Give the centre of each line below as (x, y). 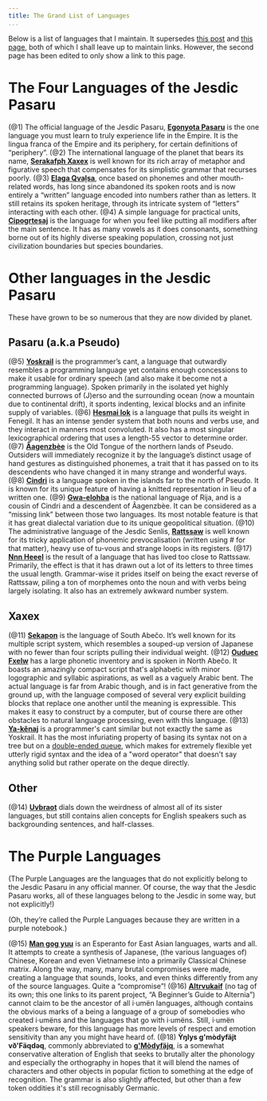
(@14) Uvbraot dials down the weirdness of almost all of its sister (116, 807)
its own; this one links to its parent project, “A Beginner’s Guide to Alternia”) (132, 994)
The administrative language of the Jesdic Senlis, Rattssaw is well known (129, 532)
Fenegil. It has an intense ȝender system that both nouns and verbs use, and (133, 421)
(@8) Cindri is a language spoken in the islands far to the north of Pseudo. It (133, 481)
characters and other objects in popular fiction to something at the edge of (131, 1071)
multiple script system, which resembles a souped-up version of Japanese (131, 644)
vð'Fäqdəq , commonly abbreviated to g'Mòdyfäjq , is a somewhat (116, 1045)
